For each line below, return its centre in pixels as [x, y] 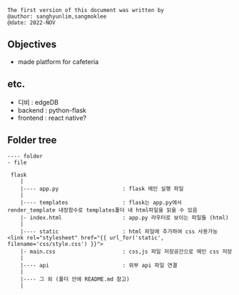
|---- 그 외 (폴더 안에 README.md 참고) [75, 279]
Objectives [32, 45]
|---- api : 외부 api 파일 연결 [99, 266]
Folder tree [32, 140]
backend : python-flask [52, 110]
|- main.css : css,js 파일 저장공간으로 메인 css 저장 [126, 252]
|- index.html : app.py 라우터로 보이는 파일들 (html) [124, 218]
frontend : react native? [52, 118]
